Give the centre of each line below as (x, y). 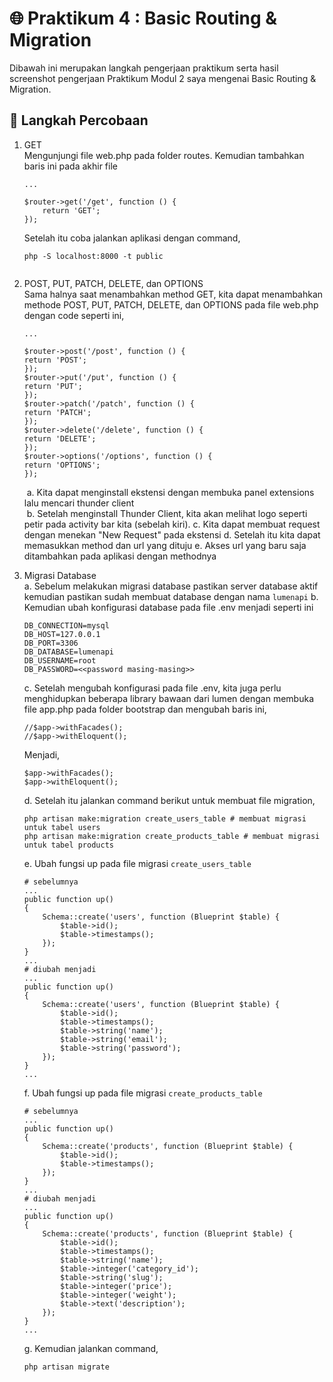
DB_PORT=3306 (51, 643)
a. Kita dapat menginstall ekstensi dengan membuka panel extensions (170, 492)
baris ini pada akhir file (70, 166)
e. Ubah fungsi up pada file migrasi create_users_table (137, 863)
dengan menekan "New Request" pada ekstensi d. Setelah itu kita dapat (172, 534)
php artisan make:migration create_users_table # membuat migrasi (165, 818)
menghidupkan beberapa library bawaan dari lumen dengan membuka (168, 698)
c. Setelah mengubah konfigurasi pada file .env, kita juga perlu (152, 688)
